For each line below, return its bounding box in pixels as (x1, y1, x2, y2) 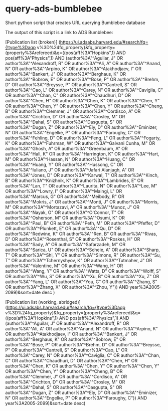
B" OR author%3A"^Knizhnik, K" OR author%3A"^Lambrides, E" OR (5, 177, 144, 183)
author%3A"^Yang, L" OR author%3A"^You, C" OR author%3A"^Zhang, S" (5, 279, 157, 285)
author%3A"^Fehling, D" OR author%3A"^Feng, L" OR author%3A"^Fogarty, (5, 135, 161, 141)
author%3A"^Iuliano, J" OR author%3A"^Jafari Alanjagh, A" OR (5, 166, 134, 173)
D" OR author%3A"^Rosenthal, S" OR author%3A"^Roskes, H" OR (5, 236, 140, 242)
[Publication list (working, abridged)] (5, 299, 81, 305)
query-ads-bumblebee (5, 3, 102, 15)
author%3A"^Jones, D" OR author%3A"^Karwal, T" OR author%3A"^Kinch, (5, 172, 159, 178)
